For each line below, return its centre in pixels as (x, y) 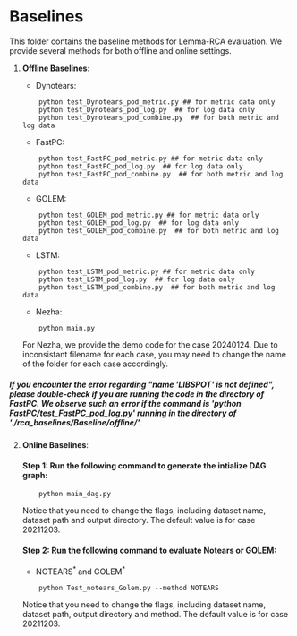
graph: (35, 475)
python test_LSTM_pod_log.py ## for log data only (137, 279)
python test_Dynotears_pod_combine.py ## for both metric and (159, 117)
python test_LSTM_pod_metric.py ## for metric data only (147, 271)
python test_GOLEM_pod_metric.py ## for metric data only (149, 215)
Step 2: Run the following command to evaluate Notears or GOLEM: (149, 550)
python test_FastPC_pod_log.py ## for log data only (141, 166)
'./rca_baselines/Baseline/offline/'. (76, 422)
